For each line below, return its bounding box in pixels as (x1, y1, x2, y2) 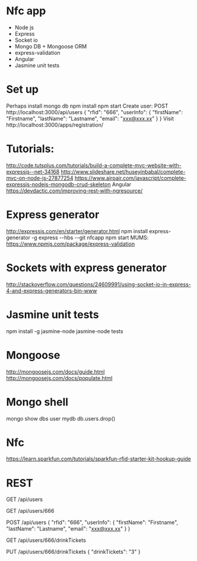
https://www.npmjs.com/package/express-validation (6, 240, 135, 247)
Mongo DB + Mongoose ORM (14, 43, 87, 50)
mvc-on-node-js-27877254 (6, 174, 74, 181)
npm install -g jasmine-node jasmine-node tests (6, 327, 123, 334)
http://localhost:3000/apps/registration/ (6, 121, 104, 129)
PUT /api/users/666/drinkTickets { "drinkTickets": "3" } (6, 549, 141, 556)
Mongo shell (6, 395, 69, 409)
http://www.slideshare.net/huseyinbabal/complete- (61, 168, 186, 175)
